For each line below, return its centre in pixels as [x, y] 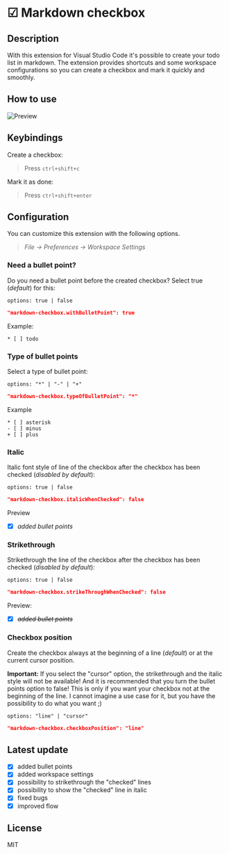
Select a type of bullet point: [48, 371]
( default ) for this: [31, 287]
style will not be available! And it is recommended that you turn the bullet [111, 681]
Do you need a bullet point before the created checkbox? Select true [105, 280]
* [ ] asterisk [29, 422]
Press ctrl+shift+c [52, 168]
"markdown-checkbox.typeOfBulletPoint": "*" [73, 396]
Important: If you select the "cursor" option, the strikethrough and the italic [115, 674]
